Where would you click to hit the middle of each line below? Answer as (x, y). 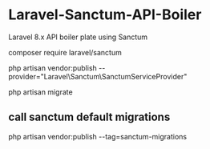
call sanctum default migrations (89, 117)
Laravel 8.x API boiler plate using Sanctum (78, 37)
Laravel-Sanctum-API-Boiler (105, 15)
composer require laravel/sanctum (65, 52)
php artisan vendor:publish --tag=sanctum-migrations (97, 136)
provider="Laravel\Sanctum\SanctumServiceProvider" (98, 76)
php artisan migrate (41, 92)
